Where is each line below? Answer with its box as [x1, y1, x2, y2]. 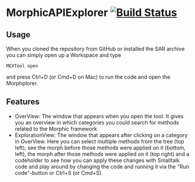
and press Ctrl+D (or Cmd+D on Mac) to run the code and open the [6, 74, 171, 80]
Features [6, 97, 40, 107]
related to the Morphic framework [14, 125, 98, 132]
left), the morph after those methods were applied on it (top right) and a [14, 150, 190, 157]
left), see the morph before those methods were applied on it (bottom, [14, 144, 186, 151]
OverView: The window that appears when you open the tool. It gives [14, 113, 184, 120]
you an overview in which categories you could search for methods [14, 119, 180, 126]
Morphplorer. [6, 80, 39, 87]
